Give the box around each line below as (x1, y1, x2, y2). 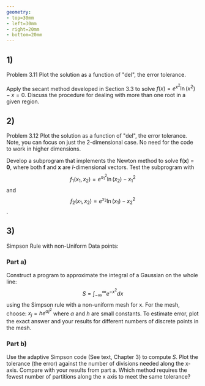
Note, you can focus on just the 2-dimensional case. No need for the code (6, 139, 194, 146)
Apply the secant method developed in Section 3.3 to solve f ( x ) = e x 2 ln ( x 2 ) (6, 82, 196, 92)
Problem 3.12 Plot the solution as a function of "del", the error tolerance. (6, 132, 188, 140)
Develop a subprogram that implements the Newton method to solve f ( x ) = (6, 157, 195, 165)
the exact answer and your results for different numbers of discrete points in (6, 317, 199, 325)
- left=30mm (6, 20, 37, 26)
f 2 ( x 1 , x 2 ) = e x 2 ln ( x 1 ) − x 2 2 (70, 196, 136, 206)
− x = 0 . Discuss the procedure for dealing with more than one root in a (6, 92, 186, 99)
